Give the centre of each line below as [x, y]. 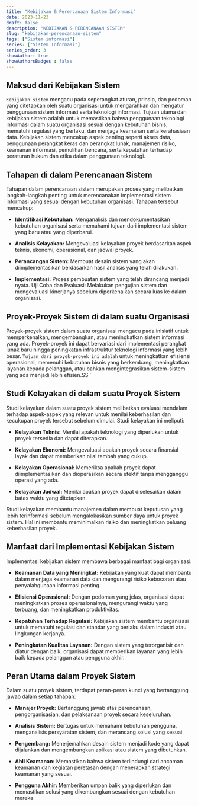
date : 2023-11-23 [27, 17]
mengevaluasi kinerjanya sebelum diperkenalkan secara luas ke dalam [100, 292]
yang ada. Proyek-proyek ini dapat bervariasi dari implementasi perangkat [96, 343]
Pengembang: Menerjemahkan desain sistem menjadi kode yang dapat [102, 744]
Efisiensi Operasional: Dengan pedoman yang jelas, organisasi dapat [99, 597]
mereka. [25, 798]
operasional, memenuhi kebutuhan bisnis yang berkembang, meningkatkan [98, 362]
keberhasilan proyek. [32, 528]
